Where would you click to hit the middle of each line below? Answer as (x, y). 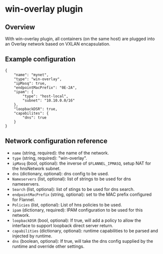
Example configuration (40, 59)
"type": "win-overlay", (38, 79)
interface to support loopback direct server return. (63, 225)
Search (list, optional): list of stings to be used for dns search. (73, 189)
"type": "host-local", (45, 96)
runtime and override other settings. (48, 246)
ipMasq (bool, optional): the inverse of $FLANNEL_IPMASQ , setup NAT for (81, 163)
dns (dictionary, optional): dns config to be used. (61, 173)
